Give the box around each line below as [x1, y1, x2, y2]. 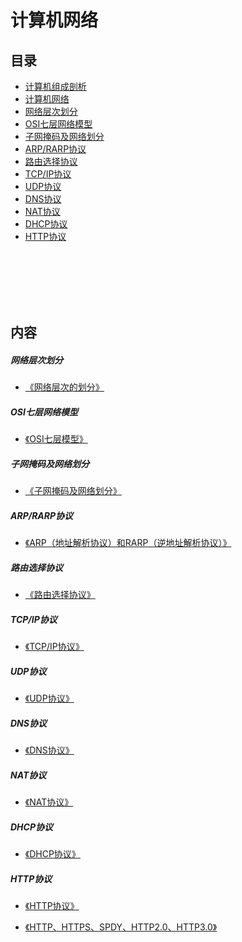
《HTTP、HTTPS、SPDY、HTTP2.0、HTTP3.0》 [24, 921, 218, 933]
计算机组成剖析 [24, 81, 87, 92]
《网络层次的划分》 [24, 381, 105, 393]
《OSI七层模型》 [24, 433, 88, 445]
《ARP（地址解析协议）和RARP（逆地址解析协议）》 [24, 537, 232, 549]
